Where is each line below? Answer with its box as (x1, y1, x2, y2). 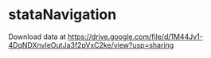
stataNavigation (8, 6, 117, 24)
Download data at (8, 32, 66, 41)
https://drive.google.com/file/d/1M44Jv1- (67, 32, 203, 41)
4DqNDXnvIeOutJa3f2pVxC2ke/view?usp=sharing (8, 40, 174, 49)
